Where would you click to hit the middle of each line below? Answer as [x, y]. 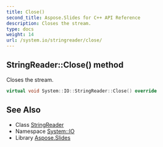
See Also [24, 110]
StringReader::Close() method [65, 65]
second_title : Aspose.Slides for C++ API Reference [73, 18]
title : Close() [26, 12]
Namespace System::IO [45, 131]
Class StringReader [39, 124]
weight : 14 [20, 35]
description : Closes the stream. [49, 23]
